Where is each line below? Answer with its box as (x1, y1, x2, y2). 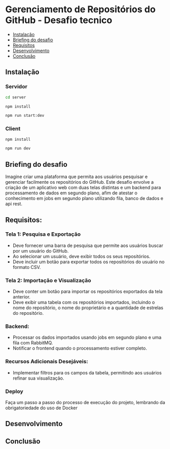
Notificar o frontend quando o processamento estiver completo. (12, 345, 147, 352)
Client (5, 125, 20, 132)
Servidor (5, 83, 28, 90)
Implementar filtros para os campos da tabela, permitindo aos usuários (12, 369, 162, 376)
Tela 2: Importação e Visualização (5, 277, 91, 284)
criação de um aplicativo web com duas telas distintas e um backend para (5, 185, 161, 191)
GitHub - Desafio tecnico (5, 14, 112, 26)
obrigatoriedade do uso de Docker (5, 405, 78, 411)
